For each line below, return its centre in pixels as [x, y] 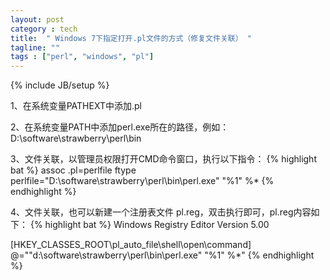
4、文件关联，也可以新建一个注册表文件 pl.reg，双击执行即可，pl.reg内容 [161, 212]
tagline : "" [35, 47]
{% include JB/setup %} [60, 85]
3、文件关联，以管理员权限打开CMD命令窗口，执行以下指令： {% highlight [163, 159]
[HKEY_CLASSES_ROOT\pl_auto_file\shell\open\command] [131, 245]
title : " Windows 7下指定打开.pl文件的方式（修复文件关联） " [131, 38]
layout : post [37, 19]
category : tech [44, 29]
